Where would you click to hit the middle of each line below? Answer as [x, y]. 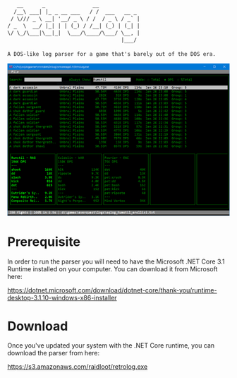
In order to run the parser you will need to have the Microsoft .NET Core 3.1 [116, 261]
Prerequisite [44, 242]
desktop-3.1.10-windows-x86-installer [62, 297]
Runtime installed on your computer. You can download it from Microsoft [113, 268]
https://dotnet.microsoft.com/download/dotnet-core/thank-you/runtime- [112, 290]
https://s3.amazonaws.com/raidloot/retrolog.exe [78, 367]
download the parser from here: [54, 353]
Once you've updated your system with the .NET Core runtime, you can [111, 345]
